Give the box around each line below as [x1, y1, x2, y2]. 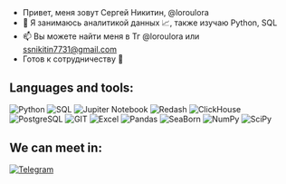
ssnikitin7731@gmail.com [22, 44, 118, 55]
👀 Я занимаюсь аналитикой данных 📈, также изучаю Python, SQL [22, 17, 278, 28]
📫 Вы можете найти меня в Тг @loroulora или [22, 31, 200, 42]
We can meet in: [9, 140, 102, 155]
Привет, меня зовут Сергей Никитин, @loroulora [22, 7, 210, 18]
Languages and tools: [9, 80, 134, 95]
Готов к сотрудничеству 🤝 [22, 53, 124, 64]
